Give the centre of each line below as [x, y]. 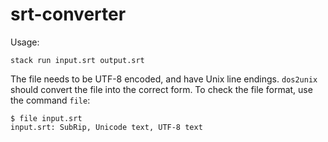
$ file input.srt [46, 118]
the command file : [50, 100]
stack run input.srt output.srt [77, 60]
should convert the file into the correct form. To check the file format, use [161, 89]
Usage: [25, 42]
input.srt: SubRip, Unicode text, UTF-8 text [106, 127]
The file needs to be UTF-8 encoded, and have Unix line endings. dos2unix [164, 79]
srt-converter [68, 14]
